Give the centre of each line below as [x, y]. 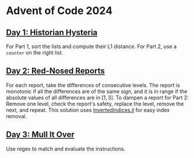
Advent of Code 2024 [59, 11]
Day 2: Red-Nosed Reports [55, 71]
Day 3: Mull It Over [40, 135]
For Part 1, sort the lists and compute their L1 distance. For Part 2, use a [91, 46]
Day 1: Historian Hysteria [52, 32]
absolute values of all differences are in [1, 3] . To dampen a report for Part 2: [97, 97]
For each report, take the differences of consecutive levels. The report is [93, 85]
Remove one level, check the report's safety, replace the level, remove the [95, 104]
